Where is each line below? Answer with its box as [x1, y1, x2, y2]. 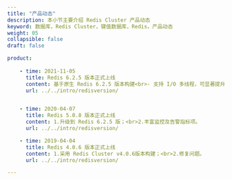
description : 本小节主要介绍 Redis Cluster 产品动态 [7, 17, 151, 24]
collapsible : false [7, 36, 64, 43]
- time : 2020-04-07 [19, 105, 76, 113]
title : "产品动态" [7, 10, 57, 17]
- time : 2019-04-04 [19, 137, 76, 144]
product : [7, 55, 32, 62]
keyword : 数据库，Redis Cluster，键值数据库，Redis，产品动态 [7, 23, 173, 30]
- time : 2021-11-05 [19, 67, 76, 75]
